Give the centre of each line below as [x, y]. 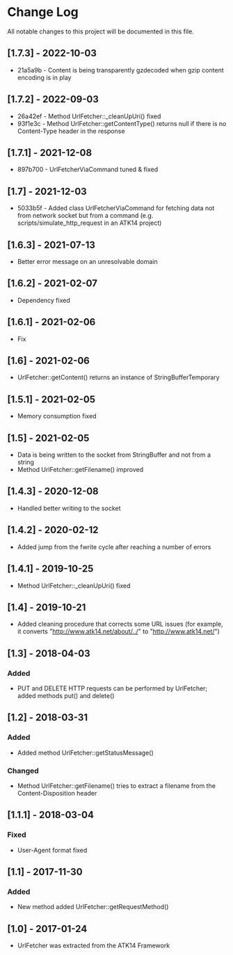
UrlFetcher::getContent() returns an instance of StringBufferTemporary [119, 377]
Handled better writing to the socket [69, 508]
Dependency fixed [44, 300]
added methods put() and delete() [66, 696]
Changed [23, 771]
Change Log [43, 12]
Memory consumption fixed [57, 416]
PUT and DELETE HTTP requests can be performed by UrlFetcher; [112, 688]
